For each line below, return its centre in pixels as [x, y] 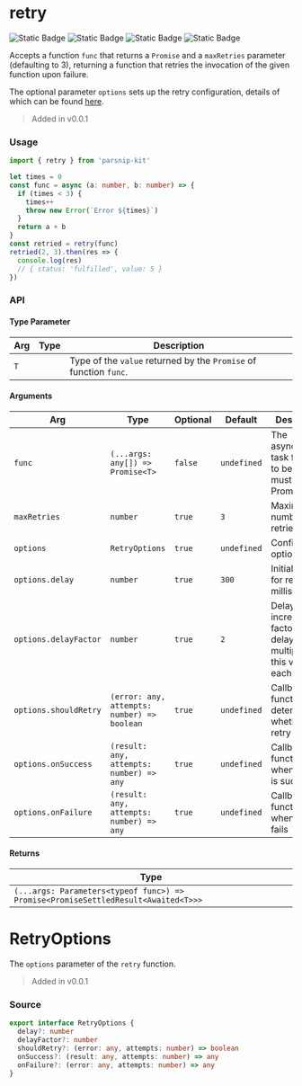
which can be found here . [57, 101]
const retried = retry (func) [64, 244]
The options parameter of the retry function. [93, 964]
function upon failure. [49, 74]
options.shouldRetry [58, 710]
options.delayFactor [58, 639]
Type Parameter [40, 321]
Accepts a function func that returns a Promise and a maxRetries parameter [147, 55]
